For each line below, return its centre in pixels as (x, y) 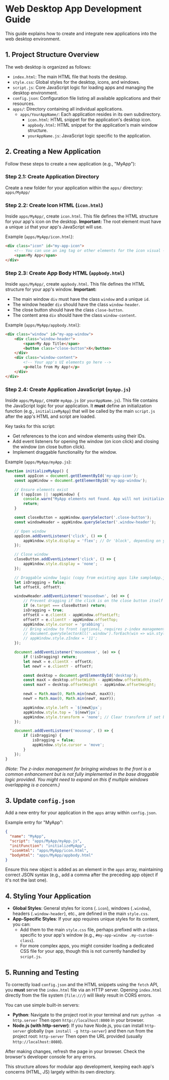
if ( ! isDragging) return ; (51, 657)
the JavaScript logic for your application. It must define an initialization (78, 406)
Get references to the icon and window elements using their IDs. (79, 436)
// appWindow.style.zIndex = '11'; (61, 638)
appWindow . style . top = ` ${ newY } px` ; (62, 712)
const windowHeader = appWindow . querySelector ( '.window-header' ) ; (85, 522)
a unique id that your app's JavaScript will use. (54, 227)
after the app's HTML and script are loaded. (51, 416)
